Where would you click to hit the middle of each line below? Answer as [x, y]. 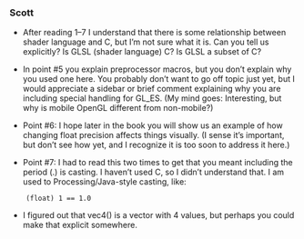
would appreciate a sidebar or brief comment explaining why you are [152, 89]
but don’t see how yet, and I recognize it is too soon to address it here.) [156, 145]
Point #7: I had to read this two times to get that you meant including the [157, 163]
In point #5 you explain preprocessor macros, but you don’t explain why [157, 69]
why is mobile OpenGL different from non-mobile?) [118, 108]
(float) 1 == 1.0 [59, 199]
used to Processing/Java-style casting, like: [104, 182]
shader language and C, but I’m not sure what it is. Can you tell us [146, 42]
